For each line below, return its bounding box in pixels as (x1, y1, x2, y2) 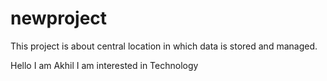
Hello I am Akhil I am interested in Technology (10, 59, 199, 71)
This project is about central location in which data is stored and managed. (10, 40, 318, 52)
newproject (10, 7, 108, 30)
